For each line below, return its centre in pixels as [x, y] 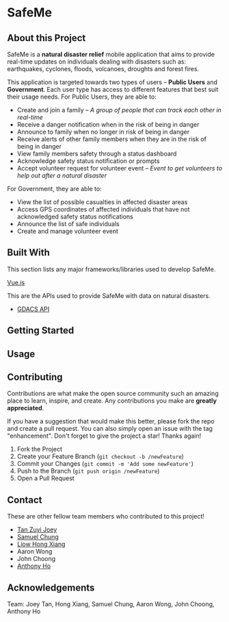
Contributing [35, 377]
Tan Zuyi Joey [37, 530]
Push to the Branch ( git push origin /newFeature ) [88, 471]
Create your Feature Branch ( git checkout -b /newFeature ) [100, 456]
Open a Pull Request [46, 478]
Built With [28, 252]
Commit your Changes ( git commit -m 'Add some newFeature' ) [105, 464]
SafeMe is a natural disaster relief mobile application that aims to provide [111, 54]
